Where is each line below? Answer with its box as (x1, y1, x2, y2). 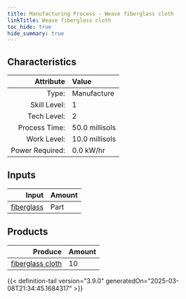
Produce (32, 246, 62, 256)
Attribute (34, 77, 65, 86)
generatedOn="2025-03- (105, 277, 180, 285)
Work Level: (26, 134, 65, 144)
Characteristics (7, 55, 77, 67)
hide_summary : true (7, 29, 65, 37)
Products (7, 226, 48, 238)
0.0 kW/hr (72, 145, 105, 155)
